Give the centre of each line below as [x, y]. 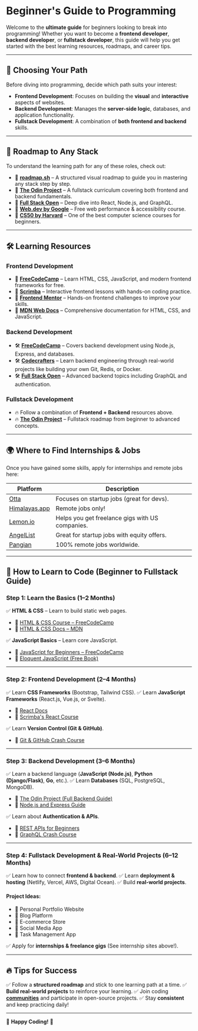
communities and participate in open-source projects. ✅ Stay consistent [95, 998]
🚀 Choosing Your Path [47, 70]
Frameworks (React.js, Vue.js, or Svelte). [56, 699]
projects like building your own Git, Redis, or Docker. [78, 369]
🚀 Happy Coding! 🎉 [30, 1022]
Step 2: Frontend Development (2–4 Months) [71, 679]
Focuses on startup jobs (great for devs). [112, 498]
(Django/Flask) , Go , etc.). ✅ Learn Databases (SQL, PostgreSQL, [85, 780]
